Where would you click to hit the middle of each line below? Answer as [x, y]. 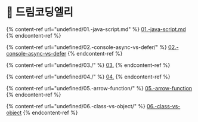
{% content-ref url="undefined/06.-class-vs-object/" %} [76, 106]
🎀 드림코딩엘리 [40, 12]
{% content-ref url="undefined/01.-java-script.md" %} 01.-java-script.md [96, 29]
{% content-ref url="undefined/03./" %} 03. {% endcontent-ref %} [88, 65]
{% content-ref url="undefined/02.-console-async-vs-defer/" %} [86, 47]
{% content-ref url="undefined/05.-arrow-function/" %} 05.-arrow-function [99, 88]
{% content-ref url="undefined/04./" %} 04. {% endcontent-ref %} [89, 77]
